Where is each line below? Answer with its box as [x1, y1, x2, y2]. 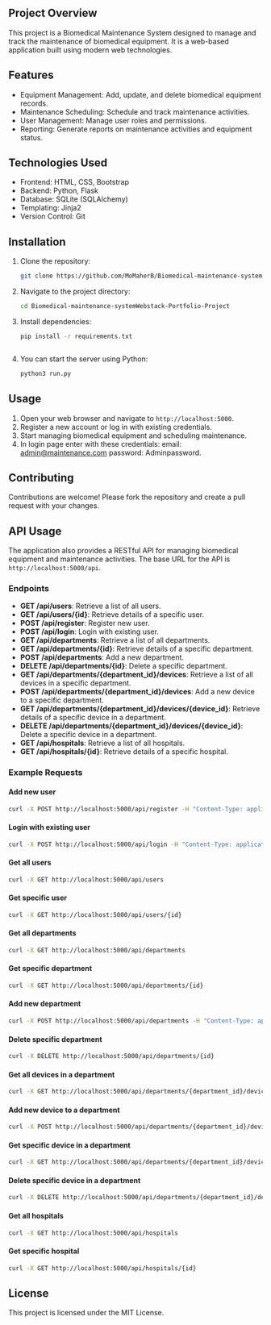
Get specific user [8, 893, 67, 902]
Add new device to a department [8, 1105, 120, 1115]
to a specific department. [19, 695, 105, 705]
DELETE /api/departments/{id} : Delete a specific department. [19, 661, 227, 671]
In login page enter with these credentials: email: [19, 439, 182, 448]
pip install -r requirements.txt [19, 332, 133, 340]
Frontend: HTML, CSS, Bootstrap [19, 177, 129, 187]
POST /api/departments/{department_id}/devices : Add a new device [19, 687, 256, 697]
